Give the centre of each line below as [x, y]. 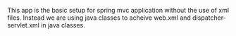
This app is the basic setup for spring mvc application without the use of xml [118, 10]
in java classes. [63, 25]
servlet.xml [24, 25]
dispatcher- [210, 18]
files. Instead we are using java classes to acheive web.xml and [99, 18]
